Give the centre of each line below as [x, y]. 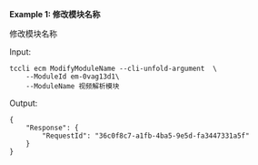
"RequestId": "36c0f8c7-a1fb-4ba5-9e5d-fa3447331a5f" [146, 136]
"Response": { [52, 128]
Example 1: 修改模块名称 [55, 14]
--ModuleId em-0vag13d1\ [73, 77]
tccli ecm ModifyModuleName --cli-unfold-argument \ [114, 68]
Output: [24, 103]
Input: [20, 52]
